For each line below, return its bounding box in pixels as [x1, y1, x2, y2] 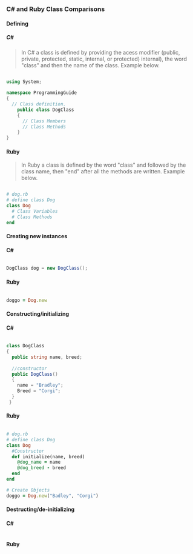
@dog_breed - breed [17, 465, 67, 471]
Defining [6, 20, 29, 27]
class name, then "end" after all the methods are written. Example [21, 168, 185, 175]
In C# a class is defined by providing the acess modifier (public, [21, 49, 180, 56]
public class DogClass [17, 107, 74, 113]
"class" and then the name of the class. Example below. [21, 62, 160, 69]
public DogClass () [11, 371, 59, 377]
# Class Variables [11, 209, 59, 215]
